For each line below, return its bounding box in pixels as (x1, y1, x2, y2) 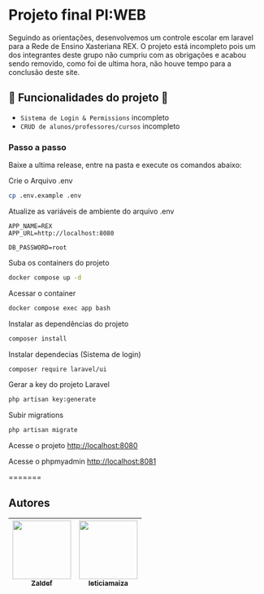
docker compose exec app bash (8, 304, 111, 312)
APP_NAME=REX (8, 222, 53, 230)
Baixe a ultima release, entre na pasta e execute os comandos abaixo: (8, 161, 242, 170)
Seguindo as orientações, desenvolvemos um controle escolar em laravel (8, 33, 254, 42)
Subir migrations (8, 410, 63, 420)
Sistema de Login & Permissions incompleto (19, 112, 169, 122)
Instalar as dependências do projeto (8, 319, 129, 328)
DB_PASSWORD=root (8, 243, 67, 252)
